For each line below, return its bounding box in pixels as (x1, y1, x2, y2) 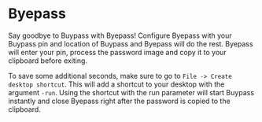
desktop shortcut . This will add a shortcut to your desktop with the (8, 79, 225, 89)
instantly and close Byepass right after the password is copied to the (8, 96, 231, 105)
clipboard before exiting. (8, 56, 88, 65)
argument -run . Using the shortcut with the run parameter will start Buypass (8, 87, 254, 97)
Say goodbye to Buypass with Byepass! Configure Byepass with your (8, 31, 232, 40)
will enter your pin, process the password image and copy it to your (8, 47, 227, 57)
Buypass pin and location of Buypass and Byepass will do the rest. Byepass (8, 39, 253, 48)
